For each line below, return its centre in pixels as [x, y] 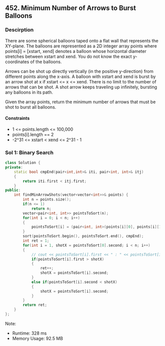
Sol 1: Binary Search [29, 153]
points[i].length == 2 [33, 134]
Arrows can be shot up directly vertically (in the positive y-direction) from [79, 71]
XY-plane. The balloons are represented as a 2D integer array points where [81, 46]
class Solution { [23, 163]
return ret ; [35, 305]
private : [14, 167]
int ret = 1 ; [36, 241]
